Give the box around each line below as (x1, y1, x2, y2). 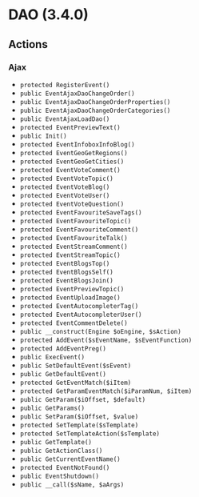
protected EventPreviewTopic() (19, 285, 125, 293)
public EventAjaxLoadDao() (19, 114, 110, 123)
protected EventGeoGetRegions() (19, 149, 128, 157)
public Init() (19, 132, 67, 140)
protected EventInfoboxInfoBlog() (19, 140, 135, 149)
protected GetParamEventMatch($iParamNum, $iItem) (19, 387, 193, 395)
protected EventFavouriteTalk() (19, 234, 128, 242)
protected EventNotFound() (19, 463, 110, 471)
